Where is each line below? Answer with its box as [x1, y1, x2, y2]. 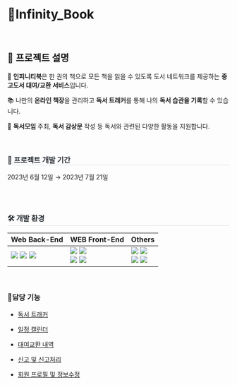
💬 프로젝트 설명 [7, 52, 69, 64]
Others [130, 235, 155, 244]
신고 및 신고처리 [17, 355, 61, 363]
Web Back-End [11, 235, 63, 244]
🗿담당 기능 [7, 292, 41, 302]
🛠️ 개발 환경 [7, 213, 45, 223]
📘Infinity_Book [7, 6, 95, 23]
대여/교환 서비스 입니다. [25, 81, 89, 89]
